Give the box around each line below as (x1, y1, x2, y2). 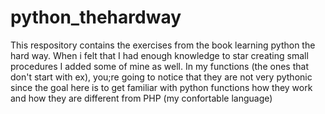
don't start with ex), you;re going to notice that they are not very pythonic (10, 71, 313, 83)
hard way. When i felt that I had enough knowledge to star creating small (10, 49, 309, 61)
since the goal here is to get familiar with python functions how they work (10, 81, 313, 93)
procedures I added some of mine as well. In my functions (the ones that (10, 60, 309, 72)
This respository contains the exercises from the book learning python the (10, 39, 316, 51)
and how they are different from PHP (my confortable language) (10, 92, 273, 104)
